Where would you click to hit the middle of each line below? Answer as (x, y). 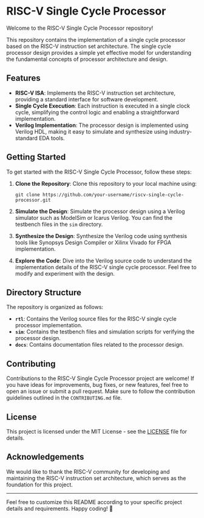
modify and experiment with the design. (65, 273)
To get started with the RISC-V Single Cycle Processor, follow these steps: (99, 172)
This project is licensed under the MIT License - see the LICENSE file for (97, 431)
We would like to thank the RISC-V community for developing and (88, 471)
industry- (181, 131)
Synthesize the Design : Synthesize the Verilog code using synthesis (101, 236)
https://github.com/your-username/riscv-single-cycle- (113, 195)
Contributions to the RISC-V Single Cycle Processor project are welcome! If (100, 378)
